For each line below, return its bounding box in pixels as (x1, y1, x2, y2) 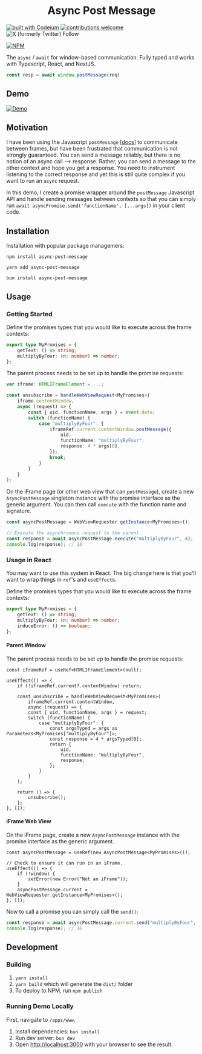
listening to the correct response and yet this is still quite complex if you (6, 171, 186, 178)
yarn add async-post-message (6, 265, 80, 271)
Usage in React (6, 556, 51, 564)
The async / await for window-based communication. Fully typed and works (6, 53, 195, 61)
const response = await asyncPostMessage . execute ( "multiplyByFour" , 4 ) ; (6, 535, 194, 542)
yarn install (15, 975, 48, 981)
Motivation (6, 123, 48, 133)
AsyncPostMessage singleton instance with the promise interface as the (6, 494, 180, 501)
